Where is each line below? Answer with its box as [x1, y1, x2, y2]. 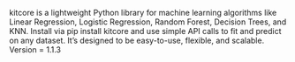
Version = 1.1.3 [9, 45, 62, 55]
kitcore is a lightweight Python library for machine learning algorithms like [9, 8, 277, 17]
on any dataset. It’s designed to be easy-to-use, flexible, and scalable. [9, 35, 265, 45]
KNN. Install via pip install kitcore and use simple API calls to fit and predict [9, 26, 282, 36]
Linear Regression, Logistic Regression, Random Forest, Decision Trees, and [9, 17, 287, 27]
